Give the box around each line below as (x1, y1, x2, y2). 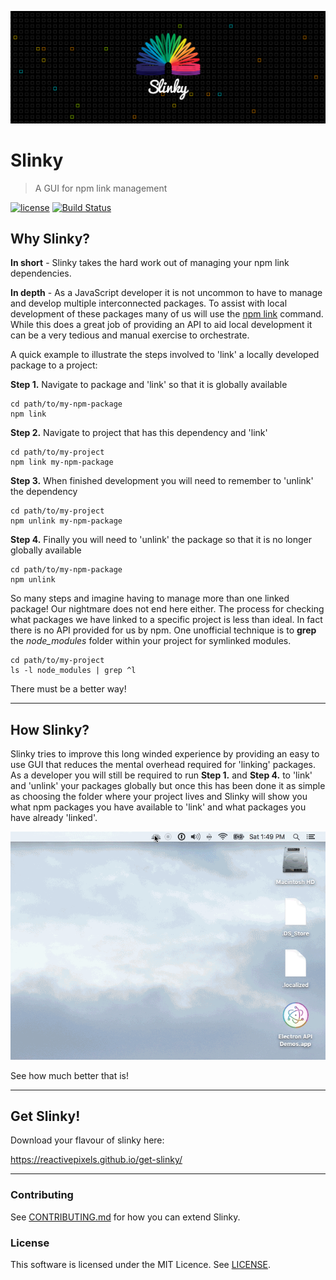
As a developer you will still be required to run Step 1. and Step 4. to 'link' (10, 769, 313, 781)
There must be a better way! (10, 683, 127, 695)
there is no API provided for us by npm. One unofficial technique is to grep (10, 624, 317, 636)
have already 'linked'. (10, 812, 98, 824)
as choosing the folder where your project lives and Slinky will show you (10, 791, 308, 803)
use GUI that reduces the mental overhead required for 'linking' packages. (10, 759, 317, 771)
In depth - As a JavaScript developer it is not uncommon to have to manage (10, 287, 323, 299)
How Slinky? (10, 721, 90, 738)
